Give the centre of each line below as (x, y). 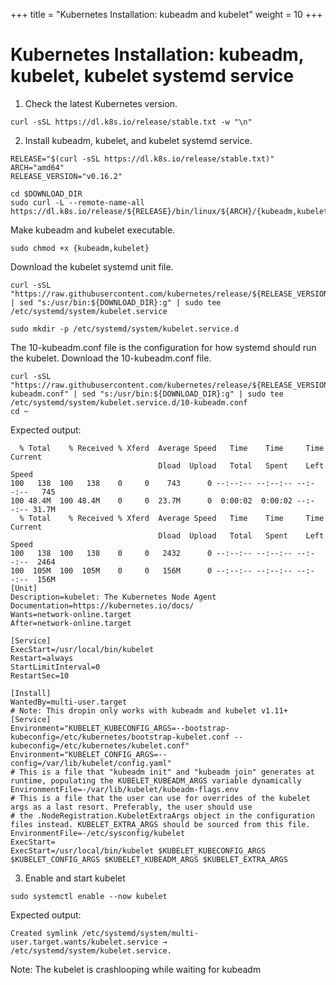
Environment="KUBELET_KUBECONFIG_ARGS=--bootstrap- (120, 728)
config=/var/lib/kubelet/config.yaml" (91, 763)
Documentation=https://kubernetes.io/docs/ (102, 605)
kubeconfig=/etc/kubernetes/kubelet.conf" (100, 745)
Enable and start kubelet (75, 878)
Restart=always (42, 658)
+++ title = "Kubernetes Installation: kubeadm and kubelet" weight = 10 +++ (166, 14)
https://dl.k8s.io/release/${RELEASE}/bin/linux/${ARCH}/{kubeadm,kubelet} (171, 211)
